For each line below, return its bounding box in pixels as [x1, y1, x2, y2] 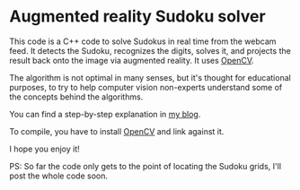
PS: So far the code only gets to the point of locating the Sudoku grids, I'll [9, 160, 281, 171]
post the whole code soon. [9, 170, 108, 181]
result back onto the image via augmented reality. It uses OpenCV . [9, 55, 254, 65]
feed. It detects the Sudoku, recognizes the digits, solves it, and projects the [9, 45, 292, 56]
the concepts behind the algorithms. [9, 91, 144, 102]
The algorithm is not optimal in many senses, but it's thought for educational [9, 72, 292, 82]
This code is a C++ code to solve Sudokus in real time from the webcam [9, 36, 277, 47]
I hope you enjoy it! [9, 143, 80, 154]
